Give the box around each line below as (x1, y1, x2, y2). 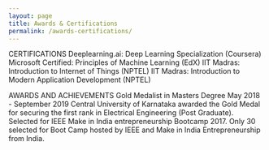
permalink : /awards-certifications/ (8, 27, 132, 35)
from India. (8, 134, 45, 144)
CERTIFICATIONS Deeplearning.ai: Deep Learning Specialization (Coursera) (8, 49, 262, 59)
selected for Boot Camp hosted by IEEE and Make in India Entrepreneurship (8, 125, 262, 135)
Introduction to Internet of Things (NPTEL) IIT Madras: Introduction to (8, 66, 241, 76)
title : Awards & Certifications (8, 19, 118, 28)
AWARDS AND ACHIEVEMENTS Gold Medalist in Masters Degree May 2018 (8, 91, 260, 101)
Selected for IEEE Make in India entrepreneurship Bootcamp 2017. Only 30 (8, 117, 256, 126)
